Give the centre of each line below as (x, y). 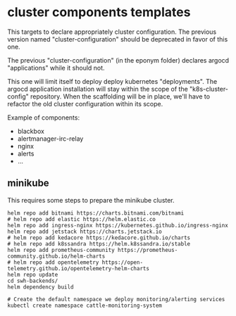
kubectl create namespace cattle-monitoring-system (85, 305)
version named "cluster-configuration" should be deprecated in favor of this (118, 39)
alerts (26, 153)
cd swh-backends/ (33, 281)
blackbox (31, 131)
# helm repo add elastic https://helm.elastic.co (82, 219)
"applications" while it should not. (56, 68)
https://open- (122, 262)
